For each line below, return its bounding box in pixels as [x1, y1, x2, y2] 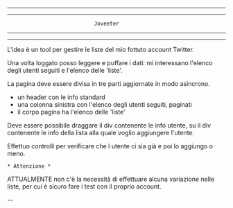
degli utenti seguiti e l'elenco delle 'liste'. [7, 67, 123, 74]
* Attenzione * [7, 163, 51, 170]
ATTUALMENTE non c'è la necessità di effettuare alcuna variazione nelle [7, 175, 215, 183]
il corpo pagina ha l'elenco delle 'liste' [17, 108, 126, 116]
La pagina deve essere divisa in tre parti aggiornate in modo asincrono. [7, 80, 210, 87]
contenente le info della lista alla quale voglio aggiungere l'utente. [7, 129, 195, 137]
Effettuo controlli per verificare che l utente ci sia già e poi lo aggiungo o [7, 142, 214, 150]
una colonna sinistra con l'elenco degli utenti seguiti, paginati [17, 101, 192, 108]
